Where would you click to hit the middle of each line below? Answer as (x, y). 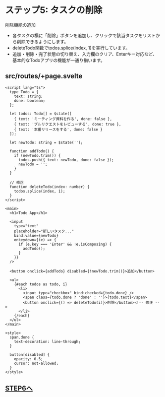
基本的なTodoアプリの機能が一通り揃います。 (58, 60)
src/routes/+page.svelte (44, 76)
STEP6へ (19, 388)
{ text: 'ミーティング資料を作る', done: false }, (63, 119)
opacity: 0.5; (28, 359)
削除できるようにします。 (43, 41)
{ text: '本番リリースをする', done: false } (58, 130)
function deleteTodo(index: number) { (50, 187)
